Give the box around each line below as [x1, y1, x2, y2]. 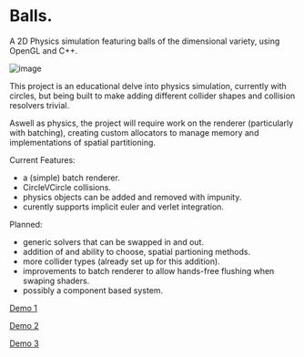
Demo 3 [9, 338, 39, 349]
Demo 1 [9, 302, 38, 313]
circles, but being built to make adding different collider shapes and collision [9, 90, 296, 101]
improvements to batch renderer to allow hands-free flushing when [22, 265, 275, 276]
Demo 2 [9, 320, 39, 331]
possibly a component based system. [22, 284, 164, 296]
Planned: [9, 219, 43, 229]
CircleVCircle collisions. [22, 181, 112, 192]
